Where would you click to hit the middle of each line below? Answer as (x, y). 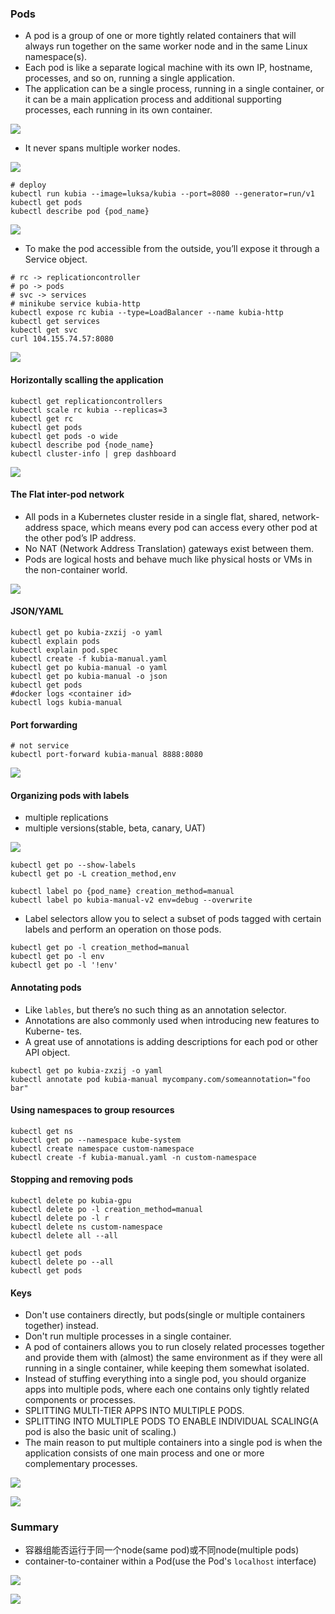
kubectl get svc (44, 330)
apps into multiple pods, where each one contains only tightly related (167, 1389)
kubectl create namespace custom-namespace (102, 1148)
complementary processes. (81, 1464)
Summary (35, 1527)
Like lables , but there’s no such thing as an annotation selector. (155, 1009)
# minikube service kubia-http (75, 304)
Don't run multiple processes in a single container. (128, 1336)
